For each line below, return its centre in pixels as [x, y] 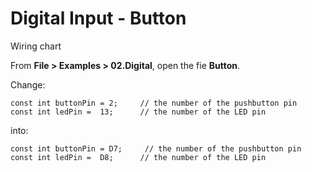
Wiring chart [36, 46]
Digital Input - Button [98, 18]
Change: [28, 84]
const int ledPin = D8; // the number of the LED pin [138, 157]
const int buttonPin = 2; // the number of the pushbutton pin [154, 103]
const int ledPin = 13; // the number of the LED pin [138, 112]
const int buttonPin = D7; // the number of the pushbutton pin [156, 148]
